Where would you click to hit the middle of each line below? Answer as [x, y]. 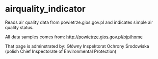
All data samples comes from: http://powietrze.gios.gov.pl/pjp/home [74, 37]
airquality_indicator [45, 9]
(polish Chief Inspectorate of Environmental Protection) [61, 51]
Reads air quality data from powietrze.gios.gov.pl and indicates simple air [79, 22]
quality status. [19, 27]
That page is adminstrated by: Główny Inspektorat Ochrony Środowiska [77, 46]
